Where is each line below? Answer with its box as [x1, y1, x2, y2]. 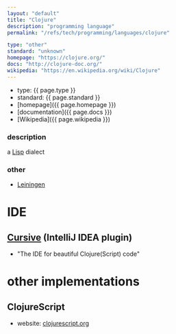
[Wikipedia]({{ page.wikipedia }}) [16, 115, 111, 123]
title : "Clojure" [7, 16, 57, 23]
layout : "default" [7, 10, 60, 17]
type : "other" [7, 42, 48, 49]
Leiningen [16, 180, 46, 189]
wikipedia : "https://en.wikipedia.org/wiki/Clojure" [7, 67, 161, 74]
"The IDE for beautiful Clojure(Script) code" [16, 250, 140, 258]
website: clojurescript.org [16, 320, 90, 328]
